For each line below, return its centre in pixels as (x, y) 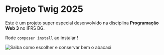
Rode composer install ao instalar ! (42, 38)
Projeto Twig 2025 (44, 9)
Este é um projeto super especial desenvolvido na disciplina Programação (82, 23)
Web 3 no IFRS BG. (25, 28)
